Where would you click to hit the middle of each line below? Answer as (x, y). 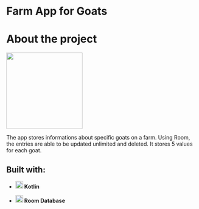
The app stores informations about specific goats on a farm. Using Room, (98, 138)
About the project (52, 39)
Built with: (26, 170)
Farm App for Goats (57, 11)
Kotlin (32, 186)
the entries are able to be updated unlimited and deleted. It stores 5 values (100, 144)
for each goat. (24, 151)
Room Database (45, 200)
